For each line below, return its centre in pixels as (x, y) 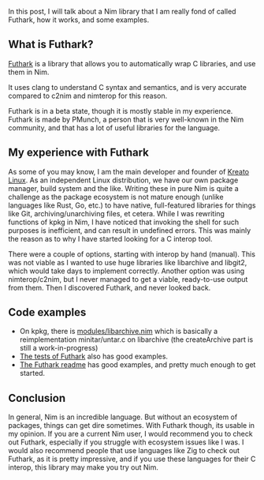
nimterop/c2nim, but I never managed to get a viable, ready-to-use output (128, 279)
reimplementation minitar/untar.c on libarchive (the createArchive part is (136, 339)
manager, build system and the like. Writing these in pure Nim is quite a (123, 188)
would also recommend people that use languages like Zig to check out (124, 451)
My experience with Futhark (79, 153)
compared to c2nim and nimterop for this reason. (88, 96)
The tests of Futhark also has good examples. (93, 356)
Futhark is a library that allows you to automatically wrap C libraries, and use (132, 63)
